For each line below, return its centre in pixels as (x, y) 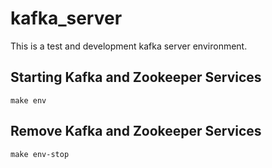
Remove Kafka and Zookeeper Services (136, 131)
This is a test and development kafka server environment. (129, 46)
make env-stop (40, 154)
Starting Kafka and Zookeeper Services (136, 77)
